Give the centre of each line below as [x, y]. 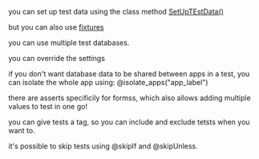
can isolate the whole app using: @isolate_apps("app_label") [108, 82]
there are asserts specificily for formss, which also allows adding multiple [129, 98]
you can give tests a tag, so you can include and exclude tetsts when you [129, 122]
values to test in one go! [48, 106]
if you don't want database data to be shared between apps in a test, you [129, 74]
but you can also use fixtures [56, 27]
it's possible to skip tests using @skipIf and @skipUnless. [103, 146]
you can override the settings [57, 58]
